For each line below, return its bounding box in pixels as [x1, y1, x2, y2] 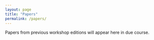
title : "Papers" [5, 12, 38, 17]
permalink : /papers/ [5, 16, 47, 21]
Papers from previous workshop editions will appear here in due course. [5, 30, 150, 36]
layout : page [5, 7, 32, 12]
